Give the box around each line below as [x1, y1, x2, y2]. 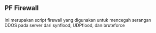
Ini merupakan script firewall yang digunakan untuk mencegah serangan [4, 17, 151, 23]
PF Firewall [4, 4, 39, 12]
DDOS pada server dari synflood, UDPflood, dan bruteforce [4, 22, 125, 28]
